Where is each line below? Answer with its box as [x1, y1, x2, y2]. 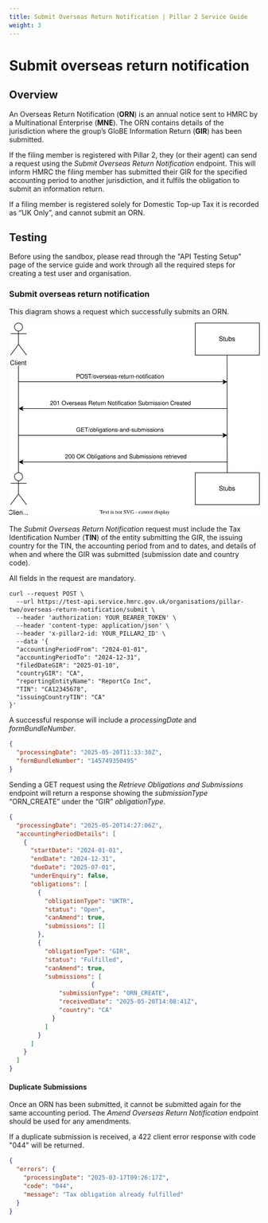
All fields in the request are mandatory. [9, 574, 136, 583]
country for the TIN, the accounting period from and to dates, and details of [9, 541, 257, 551]
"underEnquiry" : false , [29, 872, 110, 880]
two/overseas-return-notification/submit [9, 606, 149, 614]
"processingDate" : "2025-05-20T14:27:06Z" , [16, 821, 162, 829]
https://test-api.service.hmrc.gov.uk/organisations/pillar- [37, 598, 245, 606]
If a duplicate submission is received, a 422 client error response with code [9, 1132, 256, 1142]
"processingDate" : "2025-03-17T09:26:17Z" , [23, 1174, 170, 1182]
